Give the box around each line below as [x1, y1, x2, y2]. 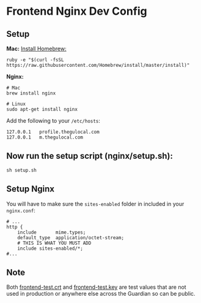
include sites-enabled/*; [17, 245, 84, 251]
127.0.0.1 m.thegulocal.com [6, 134, 84, 140]
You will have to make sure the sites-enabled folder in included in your [6, 200, 185, 207]
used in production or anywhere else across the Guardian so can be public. [6, 290, 196, 297]
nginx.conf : [6, 207, 35, 214]
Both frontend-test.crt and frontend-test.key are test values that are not [6, 283, 186, 291]
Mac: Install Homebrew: [6, 45, 67, 52]
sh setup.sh [6, 167, 37, 173]
